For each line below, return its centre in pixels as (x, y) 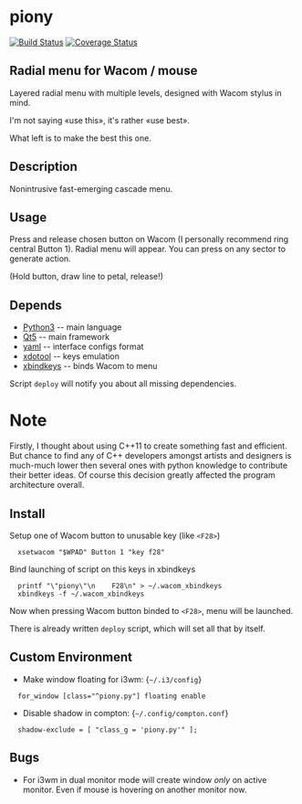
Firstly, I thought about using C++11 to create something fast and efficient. (148, 446)
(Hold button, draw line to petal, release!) (87, 277)
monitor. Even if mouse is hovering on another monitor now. (135, 789)
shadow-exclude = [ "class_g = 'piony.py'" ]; (108, 730)
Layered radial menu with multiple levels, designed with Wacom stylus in (146, 92)
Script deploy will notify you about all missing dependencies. (123, 384)
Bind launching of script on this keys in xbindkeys (103, 569)
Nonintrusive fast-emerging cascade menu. (91, 188)
